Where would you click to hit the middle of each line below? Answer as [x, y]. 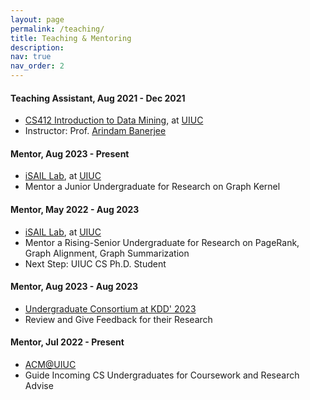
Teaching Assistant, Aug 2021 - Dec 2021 [98, 98]
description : [37, 47]
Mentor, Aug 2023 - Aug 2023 [74, 287]
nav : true [31, 57]
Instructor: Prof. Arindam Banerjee [95, 131]
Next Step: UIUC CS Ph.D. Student [95, 263]
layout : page [37, 19]
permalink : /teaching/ [57, 29]
